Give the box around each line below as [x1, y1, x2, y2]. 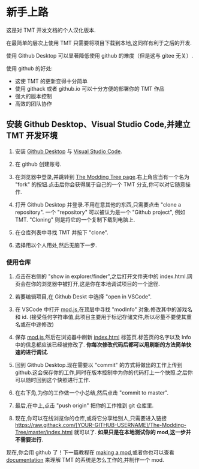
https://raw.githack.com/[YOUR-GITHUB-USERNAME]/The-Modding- [14, 422, 187, 429]
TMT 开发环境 [6, 130, 58, 141]
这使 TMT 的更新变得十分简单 [14, 77, 88, 85]
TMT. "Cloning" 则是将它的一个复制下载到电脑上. [14, 216, 135, 223]
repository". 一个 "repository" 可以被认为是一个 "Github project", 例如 [14, 208, 186, 216]
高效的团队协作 [14, 100, 52, 107]
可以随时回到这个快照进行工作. [14, 377, 91, 384]
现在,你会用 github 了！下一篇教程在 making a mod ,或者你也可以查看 [6, 449, 175, 456]
